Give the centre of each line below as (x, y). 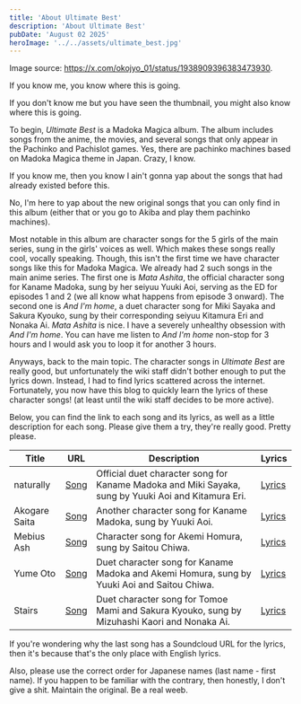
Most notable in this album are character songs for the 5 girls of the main (144, 240)
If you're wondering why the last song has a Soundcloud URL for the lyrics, (148, 644)
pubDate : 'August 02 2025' (60, 34)
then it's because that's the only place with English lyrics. (115, 654)
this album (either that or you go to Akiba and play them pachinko (130, 213)
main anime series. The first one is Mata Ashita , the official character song (147, 277)
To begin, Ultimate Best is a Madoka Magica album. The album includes (142, 130)
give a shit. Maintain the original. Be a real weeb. (99, 690)
